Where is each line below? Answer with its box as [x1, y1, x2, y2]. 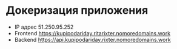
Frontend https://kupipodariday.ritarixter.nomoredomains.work [14, 29, 171, 36]
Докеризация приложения [5, 4, 149, 17]
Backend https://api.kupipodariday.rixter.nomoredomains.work [14, 36, 171, 43]
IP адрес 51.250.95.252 [14, 23, 74, 30]
